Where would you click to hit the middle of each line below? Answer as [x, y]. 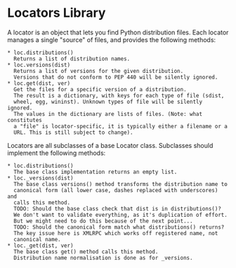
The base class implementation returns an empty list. [96, 172]
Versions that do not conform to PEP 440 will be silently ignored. [116, 77]
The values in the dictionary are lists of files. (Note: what [108, 114]
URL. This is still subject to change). [73, 132]
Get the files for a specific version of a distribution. [100, 89]
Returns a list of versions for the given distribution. [99, 71]
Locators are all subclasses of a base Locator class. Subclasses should [110, 145]
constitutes [25, 120]
